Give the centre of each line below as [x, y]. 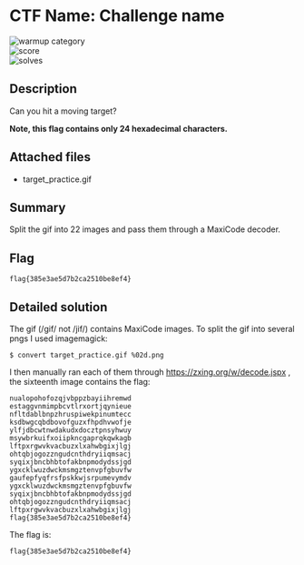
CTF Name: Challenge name [117, 16]
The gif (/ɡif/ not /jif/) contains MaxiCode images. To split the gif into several [152, 329]
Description [43, 89]
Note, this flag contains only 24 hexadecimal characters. [119, 128]
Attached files [50, 157]
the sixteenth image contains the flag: [80, 382]
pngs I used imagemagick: [59, 338]
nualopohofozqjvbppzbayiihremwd [70, 399]
